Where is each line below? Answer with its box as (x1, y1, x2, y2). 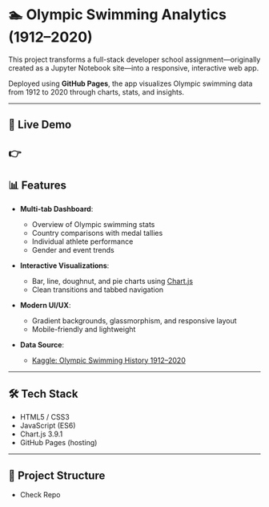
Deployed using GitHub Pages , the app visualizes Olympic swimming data (8, 79, 253, 88)
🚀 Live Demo (8, 118, 72, 132)
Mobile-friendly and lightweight (31, 324, 136, 334)
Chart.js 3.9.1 (19, 429, 63, 439)
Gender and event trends (31, 245, 114, 254)
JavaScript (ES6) (19, 421, 76, 431)
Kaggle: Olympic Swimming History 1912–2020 (31, 355, 186, 365)
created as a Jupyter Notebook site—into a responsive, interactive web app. (8, 63, 259, 72)
